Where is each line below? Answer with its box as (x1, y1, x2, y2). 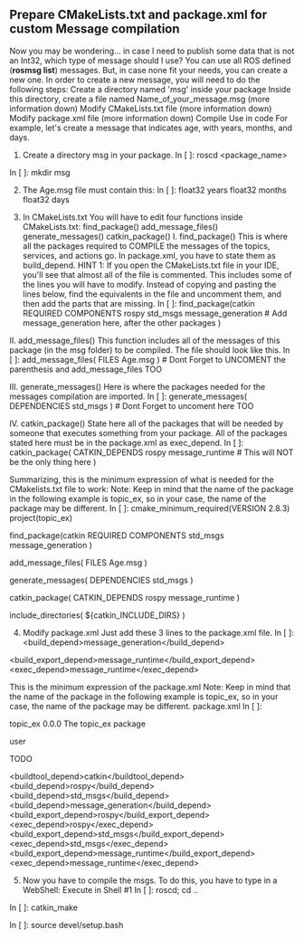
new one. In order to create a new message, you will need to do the (9, 74, 261, 85)
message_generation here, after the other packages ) (22, 317, 222, 328)
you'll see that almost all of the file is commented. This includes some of (22, 269, 292, 280)
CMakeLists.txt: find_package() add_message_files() (22, 221, 219, 232)
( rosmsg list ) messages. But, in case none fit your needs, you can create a (9, 64, 288, 75)
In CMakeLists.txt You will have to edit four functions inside (22, 212, 243, 223)
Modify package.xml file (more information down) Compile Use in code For (9, 112, 288, 123)
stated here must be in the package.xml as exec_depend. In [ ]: (9, 437, 244, 448)
